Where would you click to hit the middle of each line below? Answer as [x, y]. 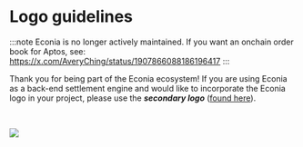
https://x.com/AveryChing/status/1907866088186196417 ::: [120, 61]
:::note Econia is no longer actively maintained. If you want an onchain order [151, 42]
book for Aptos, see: [48, 51]
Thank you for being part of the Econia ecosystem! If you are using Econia [149, 78]
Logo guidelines [71, 17]
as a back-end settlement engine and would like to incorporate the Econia [148, 88]
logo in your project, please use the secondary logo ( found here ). [133, 98]
